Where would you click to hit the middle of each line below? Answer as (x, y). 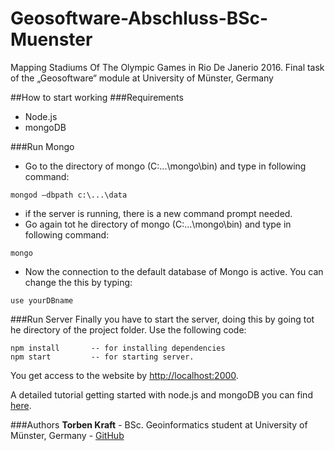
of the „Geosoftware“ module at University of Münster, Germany (142, 78)
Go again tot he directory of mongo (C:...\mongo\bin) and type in (158, 224)
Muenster (51, 39)
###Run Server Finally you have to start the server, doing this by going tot (162, 319)
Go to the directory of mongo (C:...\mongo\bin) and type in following (165, 166)
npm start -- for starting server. (102, 357)
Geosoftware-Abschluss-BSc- (139, 18)
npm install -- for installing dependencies (118, 348)
